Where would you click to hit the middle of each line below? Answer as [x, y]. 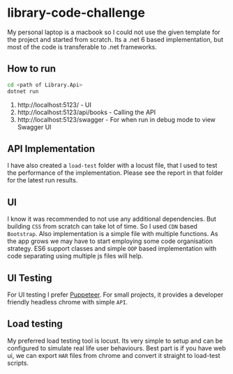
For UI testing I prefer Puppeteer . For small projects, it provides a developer [115, 295]
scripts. [18, 363]
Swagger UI [34, 127]
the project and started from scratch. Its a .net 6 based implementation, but [115, 39]
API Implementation [51, 149]
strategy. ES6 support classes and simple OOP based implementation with [112, 249]
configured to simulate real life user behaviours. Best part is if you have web [116, 348]
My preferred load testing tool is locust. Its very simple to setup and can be [115, 341]
